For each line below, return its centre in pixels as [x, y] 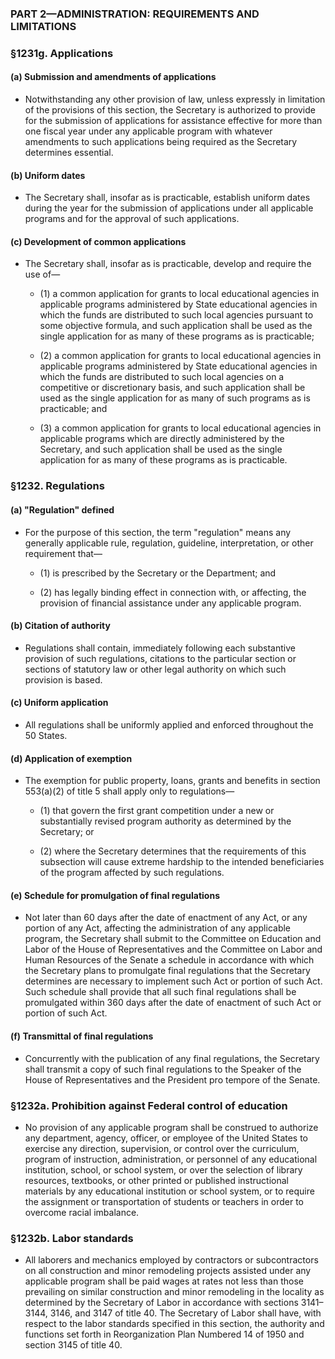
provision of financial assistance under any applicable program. [170, 603]
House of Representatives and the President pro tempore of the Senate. [172, 1079]
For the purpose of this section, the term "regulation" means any [158, 532]
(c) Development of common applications [98, 241]
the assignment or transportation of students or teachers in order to [164, 1201]
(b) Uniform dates [48, 175]
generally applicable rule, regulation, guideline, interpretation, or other [169, 543]
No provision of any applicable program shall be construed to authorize [171, 1127]
